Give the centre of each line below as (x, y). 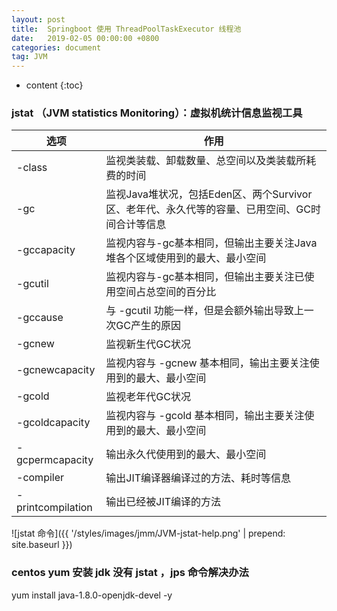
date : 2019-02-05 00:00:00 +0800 (85, 38)
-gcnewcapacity (56, 370)
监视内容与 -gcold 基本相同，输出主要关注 (205, 416)
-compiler (40, 478)
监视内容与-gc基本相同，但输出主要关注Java (211, 243)
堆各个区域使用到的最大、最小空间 (186, 258)
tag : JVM (29, 57)
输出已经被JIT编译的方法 (163, 502)
